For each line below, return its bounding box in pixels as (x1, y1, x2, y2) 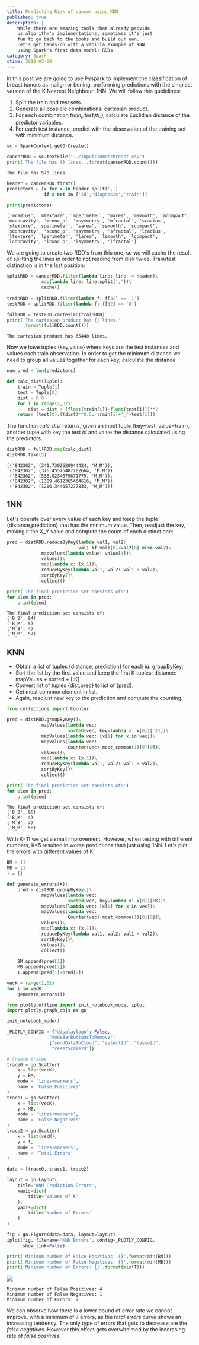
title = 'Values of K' (28, 1193, 79, 1199)
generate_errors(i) (17, 991, 66, 997)
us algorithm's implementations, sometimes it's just (17, 31, 153, 37)
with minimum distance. (15, 132, 73, 139)
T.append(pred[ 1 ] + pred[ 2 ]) (17, 969, 84, 976)
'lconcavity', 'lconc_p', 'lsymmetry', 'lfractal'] (7, 239, 137, 245)
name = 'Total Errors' (17, 1150, 73, 1156)
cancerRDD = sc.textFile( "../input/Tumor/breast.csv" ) (7, 154, 145, 160)
